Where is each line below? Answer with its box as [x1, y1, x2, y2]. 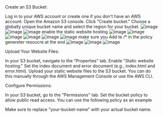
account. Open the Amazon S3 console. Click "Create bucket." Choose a [5, 19, 151, 24]
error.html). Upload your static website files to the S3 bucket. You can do [5, 68, 151, 74]
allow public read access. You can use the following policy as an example [5, 97, 152, 103]
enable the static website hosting [41, 29, 108, 34]
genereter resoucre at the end [5, 39, 65, 45]
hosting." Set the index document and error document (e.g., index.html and [5, 63, 156, 69]
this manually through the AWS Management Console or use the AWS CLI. [5, 73, 154, 79]
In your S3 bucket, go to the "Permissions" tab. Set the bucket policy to [5, 92, 148, 98]
